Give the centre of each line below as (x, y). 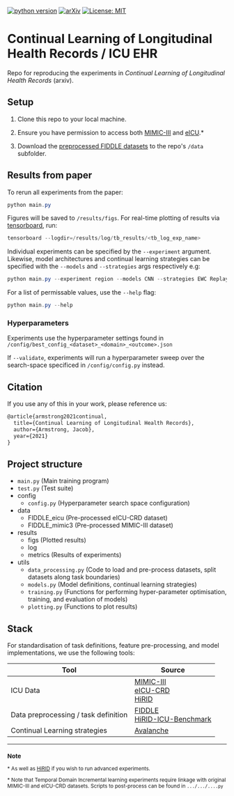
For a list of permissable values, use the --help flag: (82, 292)
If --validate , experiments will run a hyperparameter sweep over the (106, 358)
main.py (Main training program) (63, 481)
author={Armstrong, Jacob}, (54, 429)
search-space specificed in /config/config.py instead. (86, 365)
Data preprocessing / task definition (69, 715)
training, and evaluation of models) (78, 600)
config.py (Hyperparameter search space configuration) (109, 503)
